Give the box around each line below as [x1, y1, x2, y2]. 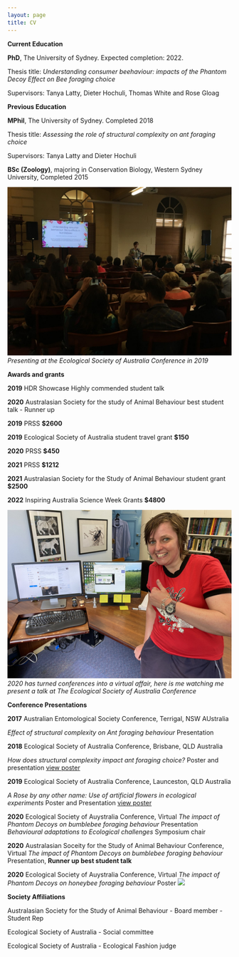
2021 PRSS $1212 [7, 460, 59, 469]
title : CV [7, 19, 37, 26]
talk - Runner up [7, 405, 55, 413]
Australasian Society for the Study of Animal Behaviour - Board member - [7, 906, 223, 915]
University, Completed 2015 [7, 172, 89, 181]
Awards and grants [7, 370, 65, 378]
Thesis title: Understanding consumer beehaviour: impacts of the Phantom [7, 67, 227, 76]
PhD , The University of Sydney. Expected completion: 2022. [7, 53, 184, 62]
